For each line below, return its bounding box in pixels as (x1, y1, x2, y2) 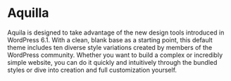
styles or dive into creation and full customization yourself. (7, 66, 177, 74)
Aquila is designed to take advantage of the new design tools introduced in (7, 28, 225, 37)
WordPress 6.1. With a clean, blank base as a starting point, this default (7, 35, 213, 44)
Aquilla (7, 5, 49, 21)
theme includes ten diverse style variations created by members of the (7, 43, 213, 51)
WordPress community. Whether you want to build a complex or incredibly (7, 51, 223, 59)
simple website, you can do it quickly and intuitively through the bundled (7, 58, 218, 66)
